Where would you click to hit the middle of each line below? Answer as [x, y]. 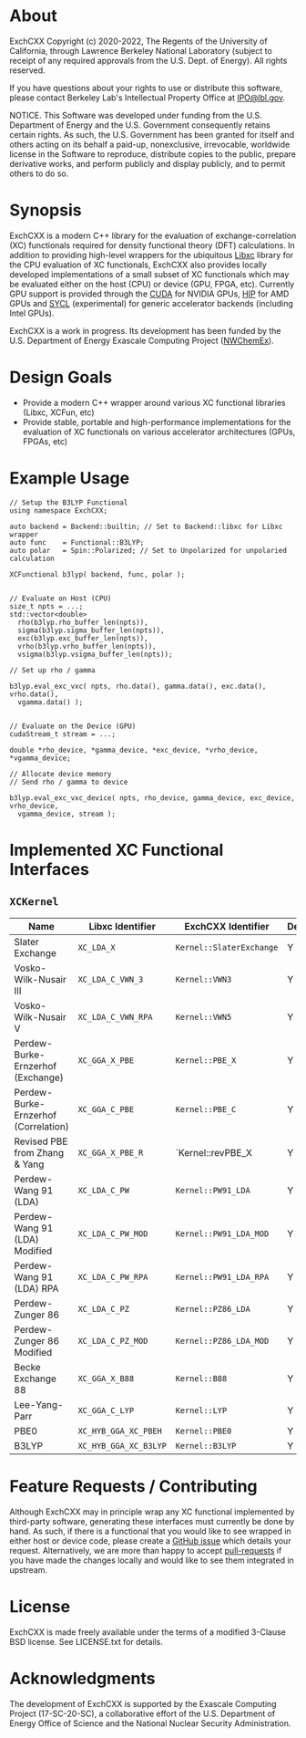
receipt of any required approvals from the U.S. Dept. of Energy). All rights [148, 60]
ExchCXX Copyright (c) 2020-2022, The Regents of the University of [138, 41]
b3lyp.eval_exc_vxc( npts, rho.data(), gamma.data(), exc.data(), [138, 686]
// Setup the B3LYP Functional [69, 503]
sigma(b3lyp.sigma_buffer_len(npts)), [92, 630]
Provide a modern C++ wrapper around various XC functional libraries [154, 402]
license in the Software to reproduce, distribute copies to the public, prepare [153, 154]
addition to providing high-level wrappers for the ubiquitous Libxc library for [152, 255]
